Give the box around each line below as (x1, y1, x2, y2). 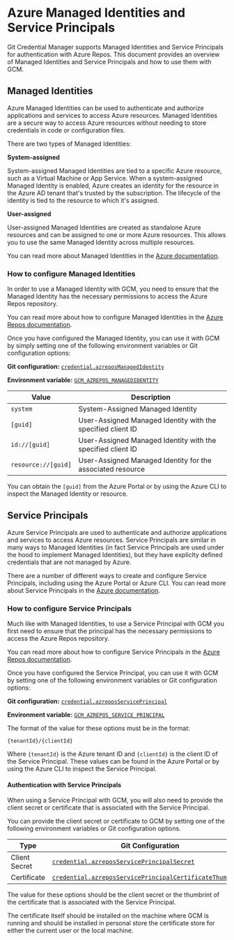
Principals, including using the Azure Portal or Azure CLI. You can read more (7, 579, 226, 587)
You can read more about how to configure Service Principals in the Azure (7, 648, 221, 656)
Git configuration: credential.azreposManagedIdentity (7, 363, 165, 371)
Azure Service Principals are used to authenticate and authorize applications (7, 528, 227, 536)
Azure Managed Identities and (7, 5, 186, 21)
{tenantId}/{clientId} (7, 738, 73, 745)
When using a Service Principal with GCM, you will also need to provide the (7, 796, 224, 805)
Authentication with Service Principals (7, 780, 122, 789)
